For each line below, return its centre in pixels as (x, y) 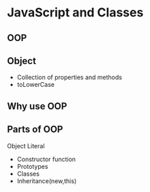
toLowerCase (35, 85)
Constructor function (46, 159)
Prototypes (32, 166)
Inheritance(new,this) (47, 181)
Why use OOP (37, 106)
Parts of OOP (35, 129)
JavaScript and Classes (75, 13)
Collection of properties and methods (70, 77)
